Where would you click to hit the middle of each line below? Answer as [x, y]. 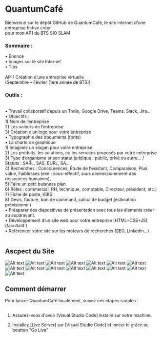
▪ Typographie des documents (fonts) [43, 137]
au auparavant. [20, 215]
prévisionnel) [18, 205]
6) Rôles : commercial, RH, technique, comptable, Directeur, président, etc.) [81, 189]
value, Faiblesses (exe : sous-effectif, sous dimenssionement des [71, 173]
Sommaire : [19, 46]
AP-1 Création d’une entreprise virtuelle [45, 77]
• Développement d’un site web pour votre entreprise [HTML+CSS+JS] [76, 220]
